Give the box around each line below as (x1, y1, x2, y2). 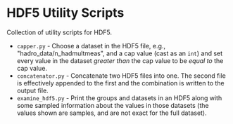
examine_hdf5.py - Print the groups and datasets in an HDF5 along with (16, 93, 222, 102)
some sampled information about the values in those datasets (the (16, 101, 209, 109)
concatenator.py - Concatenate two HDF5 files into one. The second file (16, 71, 226, 80)
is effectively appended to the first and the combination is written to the (16, 78, 225, 87)
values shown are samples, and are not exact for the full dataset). (16, 109, 207, 117)
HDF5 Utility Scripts (6, 5, 125, 21)
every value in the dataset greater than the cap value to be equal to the (16, 56, 224, 64)
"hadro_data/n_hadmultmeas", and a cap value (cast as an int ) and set (16, 49, 223, 57)
